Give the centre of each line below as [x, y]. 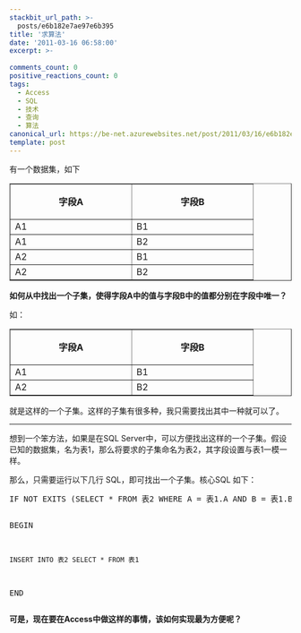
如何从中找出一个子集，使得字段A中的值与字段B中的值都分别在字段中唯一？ [148, 295]
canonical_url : [38, 134]
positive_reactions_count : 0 [64, 76]
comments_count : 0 [43, 68]
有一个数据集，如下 [45, 169]
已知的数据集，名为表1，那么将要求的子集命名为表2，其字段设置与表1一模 [144, 449]
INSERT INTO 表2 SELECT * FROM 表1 [74, 560]
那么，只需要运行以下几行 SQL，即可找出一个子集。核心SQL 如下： [133, 479]
